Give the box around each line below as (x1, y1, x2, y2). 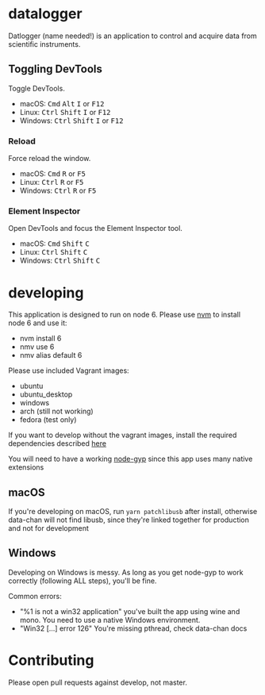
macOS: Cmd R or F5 (19, 169, 86, 179)
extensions (8, 463, 44, 472)
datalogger (8, 5, 83, 23)
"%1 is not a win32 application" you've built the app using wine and (19, 606, 240, 616)
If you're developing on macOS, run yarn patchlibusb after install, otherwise (8, 507, 258, 516)
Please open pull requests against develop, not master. (8, 678, 188, 687)
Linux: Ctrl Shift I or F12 (19, 107, 111, 117)
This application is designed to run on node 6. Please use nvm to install (8, 310, 240, 320)
